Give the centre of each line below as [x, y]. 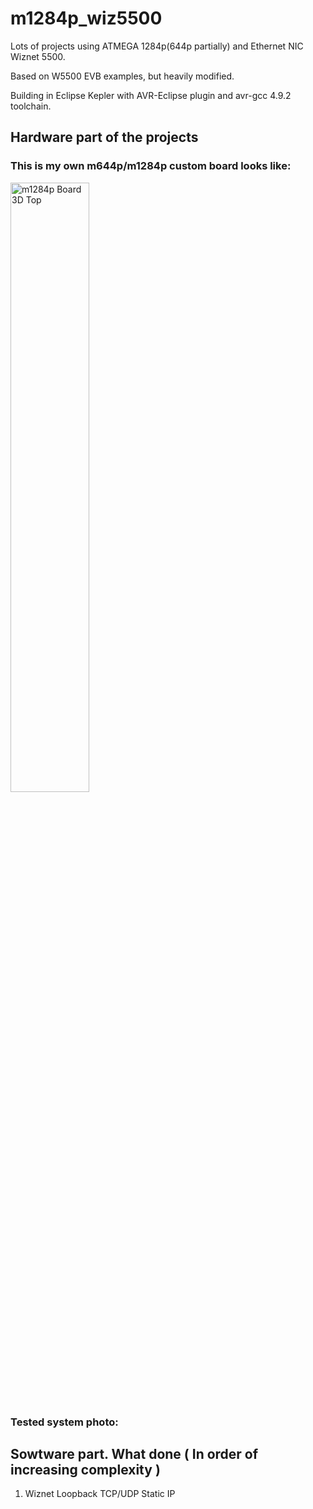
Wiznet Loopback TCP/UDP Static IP [100, 1494]
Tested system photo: [64, 1422]
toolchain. [31, 106]
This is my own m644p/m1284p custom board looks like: [151, 166]
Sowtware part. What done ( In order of [134, 1453]
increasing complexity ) [85, 1469]
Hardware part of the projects [104, 137]
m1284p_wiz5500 [86, 18]
